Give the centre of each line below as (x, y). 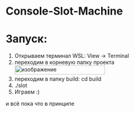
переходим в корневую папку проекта (64, 63)
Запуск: (27, 39)
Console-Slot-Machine (64, 11)
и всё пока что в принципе (40, 104)
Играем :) (27, 92)
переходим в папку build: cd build (58, 79)
